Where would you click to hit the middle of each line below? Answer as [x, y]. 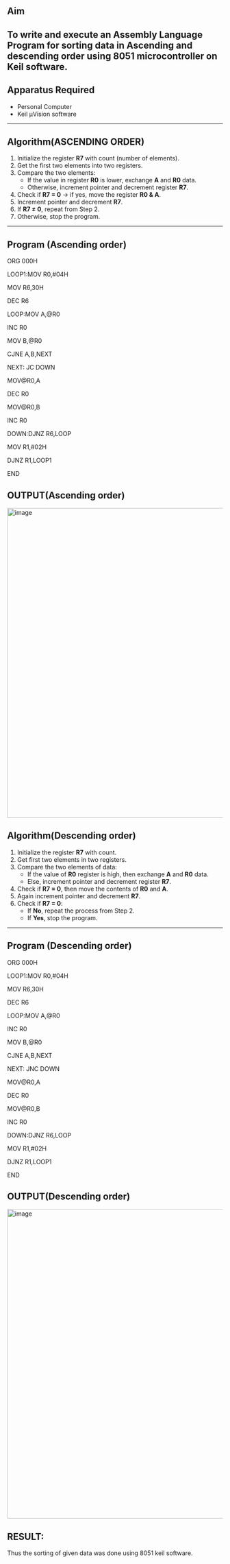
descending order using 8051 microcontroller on [112, 56]
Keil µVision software [47, 114]
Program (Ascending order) [67, 244]
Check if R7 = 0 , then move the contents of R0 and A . [93, 889]
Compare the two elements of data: [67, 867]
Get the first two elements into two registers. [80, 166]
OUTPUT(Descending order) [69, 1197]
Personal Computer [44, 106]
